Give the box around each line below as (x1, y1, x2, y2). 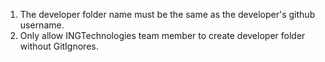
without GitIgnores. (19, 40, 99, 52)
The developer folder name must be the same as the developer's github (19, 9, 316, 20)
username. (19, 19, 65, 31)
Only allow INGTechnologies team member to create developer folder (19, 30, 306, 41)
